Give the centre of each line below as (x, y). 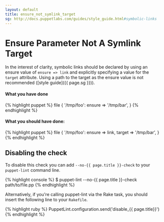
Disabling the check (36, 153)
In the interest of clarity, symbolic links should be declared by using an (76, 67)
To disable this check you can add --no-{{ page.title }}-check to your (78, 165)
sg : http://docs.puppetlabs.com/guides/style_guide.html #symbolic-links (81, 19)
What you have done (27, 94)
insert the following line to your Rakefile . (46, 199)
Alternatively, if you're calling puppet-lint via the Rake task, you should (76, 194)
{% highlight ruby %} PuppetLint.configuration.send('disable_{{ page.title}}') (82, 209)
